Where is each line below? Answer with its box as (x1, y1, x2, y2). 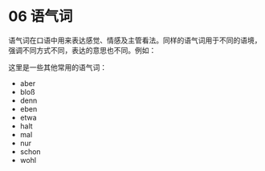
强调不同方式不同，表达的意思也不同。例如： (8, 45, 157, 55)
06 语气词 (8, 7, 73, 26)
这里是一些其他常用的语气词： (8, 62, 107, 72)
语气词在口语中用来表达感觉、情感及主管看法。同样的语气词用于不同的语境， (8, 35, 262, 45)
